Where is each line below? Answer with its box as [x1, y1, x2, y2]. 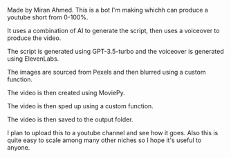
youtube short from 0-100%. [7, 13, 89, 21]
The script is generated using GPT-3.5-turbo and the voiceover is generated [7, 48, 224, 55]
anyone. [7, 144, 30, 151]
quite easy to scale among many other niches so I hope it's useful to [7, 136, 202, 144]
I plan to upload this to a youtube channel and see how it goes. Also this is [7, 129, 219, 137]
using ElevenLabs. [7, 55, 59, 63]
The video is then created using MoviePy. [7, 89, 126, 97]
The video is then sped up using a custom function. [7, 102, 154, 110]
